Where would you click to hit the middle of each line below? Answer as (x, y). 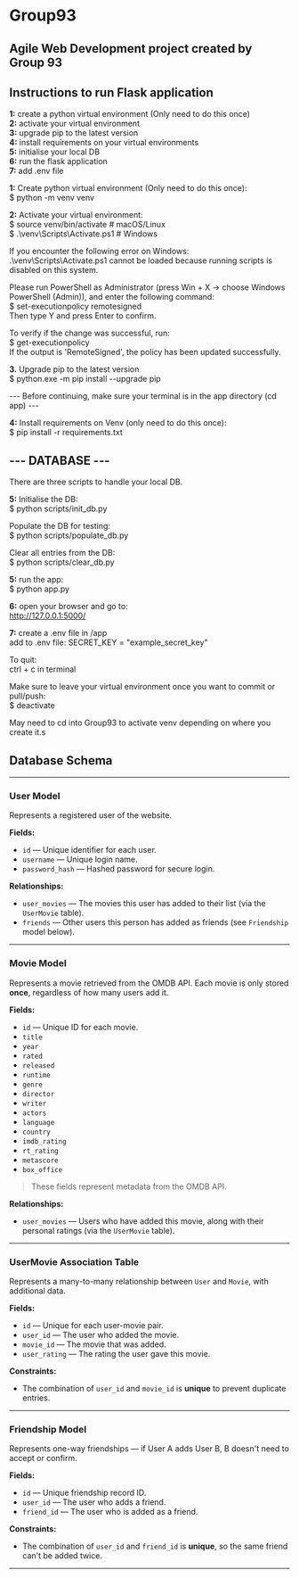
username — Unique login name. (80, 859)
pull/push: (28, 696)
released (38, 1066)
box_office (42, 1169)
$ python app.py (39, 589)
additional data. (38, 1291)
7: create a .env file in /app (58, 633)
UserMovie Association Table (74, 1261)
